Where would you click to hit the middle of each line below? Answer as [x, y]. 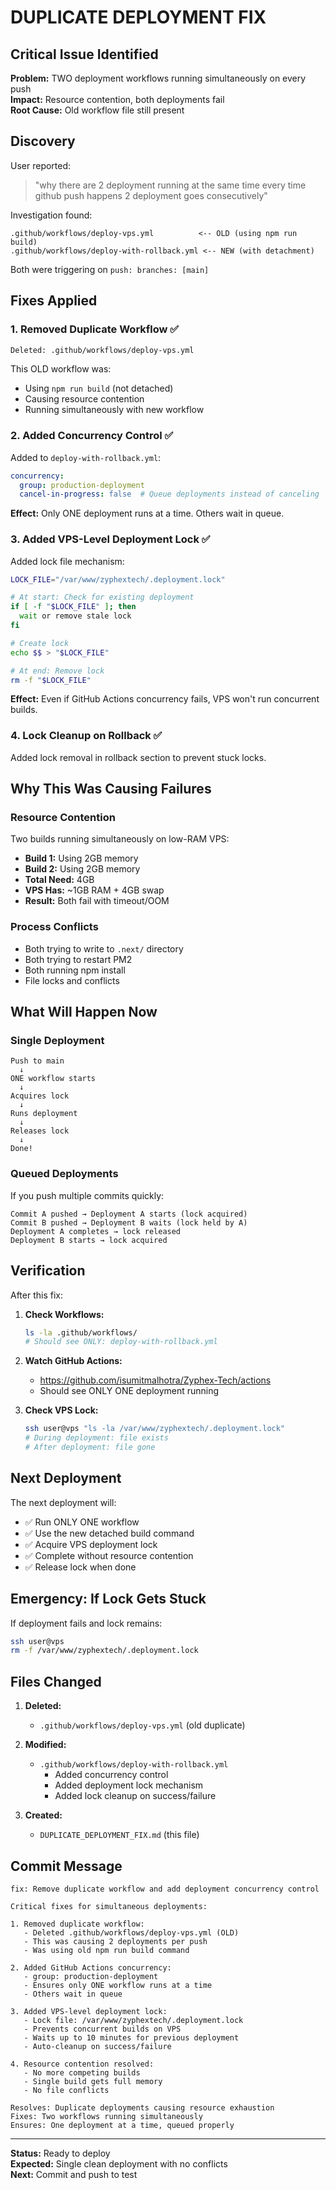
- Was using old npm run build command [106, 1950]
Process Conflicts [54, 927]
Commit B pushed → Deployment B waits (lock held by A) [129, 1222]
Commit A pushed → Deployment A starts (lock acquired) [129, 1214]
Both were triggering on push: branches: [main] [110, 269]
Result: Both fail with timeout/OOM [97, 901]
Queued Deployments [64, 1174]
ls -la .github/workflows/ [81, 1332]
